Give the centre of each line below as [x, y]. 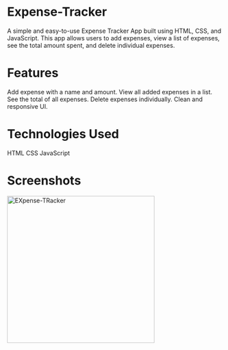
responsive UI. [27, 106]
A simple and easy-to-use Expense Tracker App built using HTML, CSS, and [114, 31]
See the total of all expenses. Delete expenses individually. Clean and [105, 99]
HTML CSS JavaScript [39, 153]
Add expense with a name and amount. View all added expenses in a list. [110, 92]
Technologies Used [63, 134]
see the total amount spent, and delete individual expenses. [91, 45]
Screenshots [44, 180]
